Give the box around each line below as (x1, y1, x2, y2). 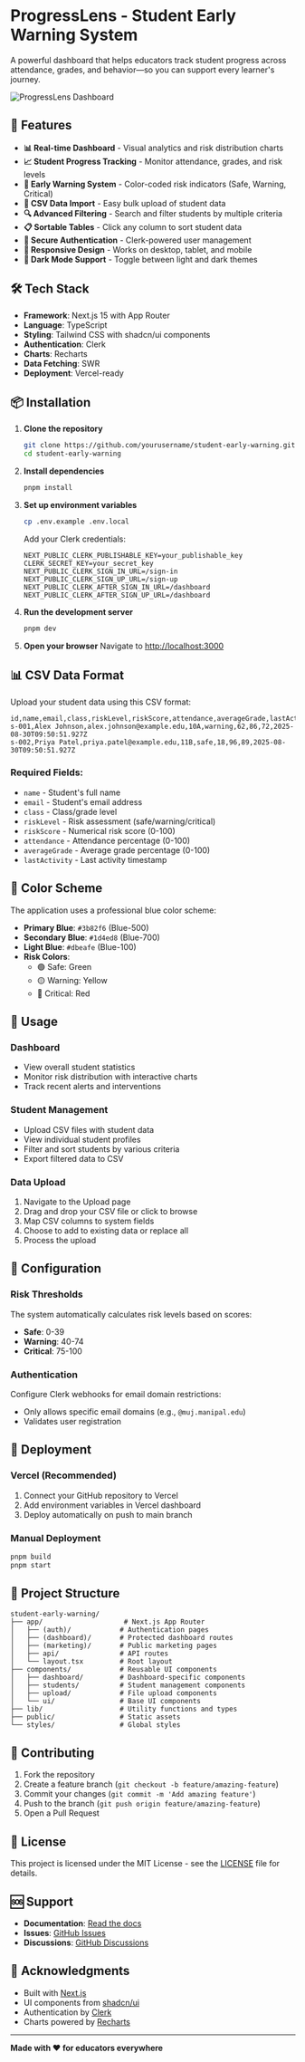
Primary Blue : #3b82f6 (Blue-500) (23, 922, 149, 933)
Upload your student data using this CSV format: (10, 696, 192, 707)
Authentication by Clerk (23, 2007, 112, 2018)
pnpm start (10, 1560, 52, 1569)
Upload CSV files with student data (23, 1124, 155, 1135)
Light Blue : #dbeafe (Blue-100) (23, 941, 137, 952)
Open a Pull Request (23, 1808, 100, 1818)
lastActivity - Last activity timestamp (23, 854, 167, 865)
